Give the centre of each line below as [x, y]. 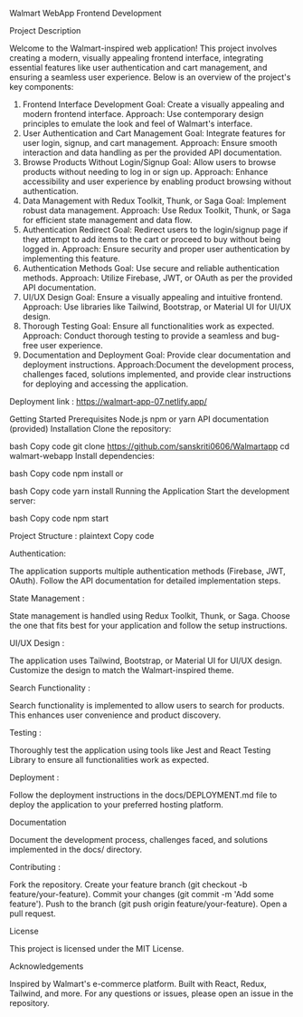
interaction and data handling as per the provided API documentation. [152, 152]
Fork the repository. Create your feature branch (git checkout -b [128, 885]
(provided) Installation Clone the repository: [90, 429]
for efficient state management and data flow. [107, 220]
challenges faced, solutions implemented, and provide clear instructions [157, 374]
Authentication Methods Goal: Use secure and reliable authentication [151, 268]
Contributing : [35, 867]
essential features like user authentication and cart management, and [138, 68]
